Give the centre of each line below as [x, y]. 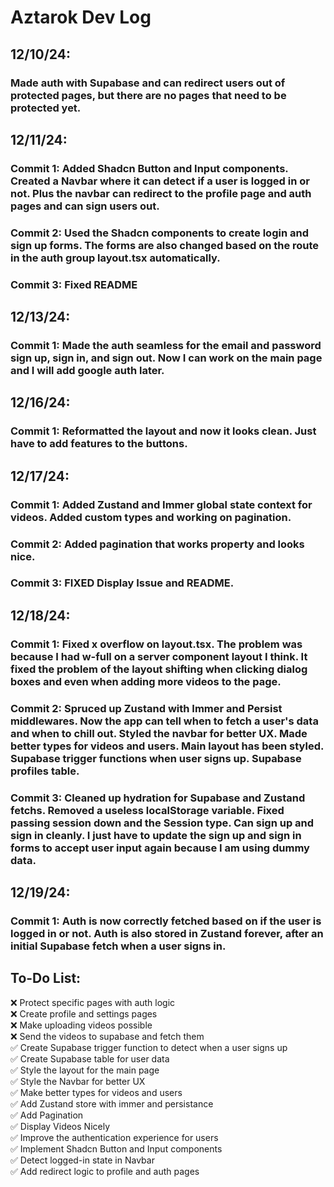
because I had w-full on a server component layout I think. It [159, 656]
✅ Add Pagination [47, 1115]
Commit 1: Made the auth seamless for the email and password [166, 345]
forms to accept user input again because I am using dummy [160, 848]
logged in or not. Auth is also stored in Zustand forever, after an [167, 933]
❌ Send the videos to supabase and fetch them [107, 1036]
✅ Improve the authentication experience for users [114, 1137]
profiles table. [45, 771]
